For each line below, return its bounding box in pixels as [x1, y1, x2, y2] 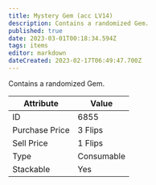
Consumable [77, 150, 126, 162]
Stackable [12, 163, 51, 175]
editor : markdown [8, 49, 67, 57]
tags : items [8, 42, 48, 50]
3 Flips [77, 124, 103, 135]
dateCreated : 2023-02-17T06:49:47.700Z [8, 57, 142, 65]
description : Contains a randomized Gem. [8, 19, 150, 27]
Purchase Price [12, 124, 70, 135]
